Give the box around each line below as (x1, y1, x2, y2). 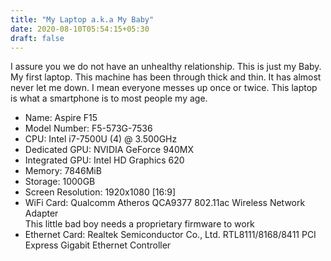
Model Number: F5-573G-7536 (24, 122, 153, 135)
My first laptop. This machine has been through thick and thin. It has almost (10, 71, 322, 83)
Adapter (24, 207, 59, 220)
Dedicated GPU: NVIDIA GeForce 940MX (24, 144, 194, 156)
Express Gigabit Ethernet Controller (24, 239, 172, 251)
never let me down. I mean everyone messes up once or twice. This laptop (10, 82, 318, 94)
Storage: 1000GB (24, 176, 96, 188)
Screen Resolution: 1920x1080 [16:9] (24, 186, 177, 198)
